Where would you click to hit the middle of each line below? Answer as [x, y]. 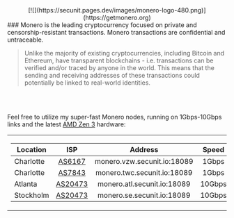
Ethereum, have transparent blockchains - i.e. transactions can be [119, 60]
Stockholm [32, 195]
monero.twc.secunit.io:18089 [144, 173]
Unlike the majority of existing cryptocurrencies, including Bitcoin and [124, 53]
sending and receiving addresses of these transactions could [112, 75]
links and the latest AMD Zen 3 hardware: [67, 124]
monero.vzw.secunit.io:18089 [144, 161]
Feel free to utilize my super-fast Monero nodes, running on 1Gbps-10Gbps [115, 117]
